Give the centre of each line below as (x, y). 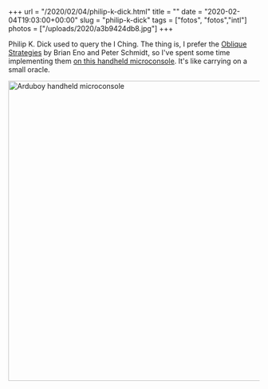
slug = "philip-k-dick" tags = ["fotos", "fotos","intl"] (163, 20)
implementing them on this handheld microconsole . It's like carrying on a (128, 61)
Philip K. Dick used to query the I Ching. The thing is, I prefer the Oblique (128, 44)
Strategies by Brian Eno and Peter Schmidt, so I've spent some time (119, 52)
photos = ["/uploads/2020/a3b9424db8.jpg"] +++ (91, 28)
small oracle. (29, 70)
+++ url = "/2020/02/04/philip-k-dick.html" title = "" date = (106, 12)
